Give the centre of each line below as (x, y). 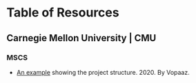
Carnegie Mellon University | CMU (81, 38)
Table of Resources (63, 13)
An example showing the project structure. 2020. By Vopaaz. (103, 72)
